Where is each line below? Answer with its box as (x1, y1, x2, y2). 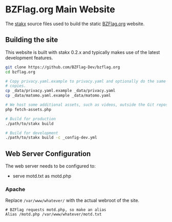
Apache (5, 186, 26, 193)
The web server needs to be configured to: (5, 163, 96, 169)
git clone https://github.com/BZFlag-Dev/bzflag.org (5, 64, 120, 70)
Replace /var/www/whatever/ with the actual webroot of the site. (5, 197, 140, 203)
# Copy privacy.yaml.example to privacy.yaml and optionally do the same (5, 79, 166, 84)
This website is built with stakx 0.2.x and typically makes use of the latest (5, 49, 160, 55)
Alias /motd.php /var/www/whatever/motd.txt (5, 212, 102, 217)
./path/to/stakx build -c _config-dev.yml (5, 135, 97, 140)
